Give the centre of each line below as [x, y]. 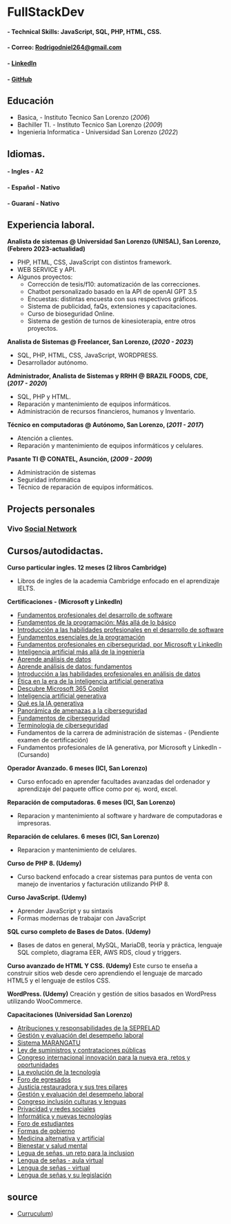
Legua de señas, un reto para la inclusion [76, 1153]
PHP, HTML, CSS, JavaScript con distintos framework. [94, 262]
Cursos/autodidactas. [55, 551]
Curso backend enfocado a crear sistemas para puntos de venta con [114, 877]
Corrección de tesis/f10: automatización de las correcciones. [114, 284]
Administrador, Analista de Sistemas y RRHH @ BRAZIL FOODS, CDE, [108, 376]
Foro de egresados [44, 1079]
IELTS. [26, 588]
